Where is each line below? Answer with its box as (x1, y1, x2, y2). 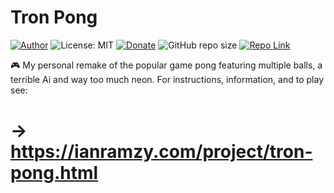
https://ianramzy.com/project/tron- (10, 141, 313, 163)
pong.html (10, 162, 99, 185)
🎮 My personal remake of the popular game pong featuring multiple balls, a (10, 59, 323, 71)
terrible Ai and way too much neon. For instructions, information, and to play (10, 73, 325, 85)
